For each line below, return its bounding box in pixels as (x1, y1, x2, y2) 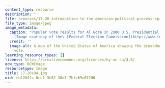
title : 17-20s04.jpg (5, 71, 48, 76)
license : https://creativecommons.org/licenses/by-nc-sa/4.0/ (5, 57, 135, 62)
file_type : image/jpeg (5, 21, 52, 26)
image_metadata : (5, 25, 38, 30)
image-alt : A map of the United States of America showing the (9, 44, 141, 48)
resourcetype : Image (5, 66, 48, 71)
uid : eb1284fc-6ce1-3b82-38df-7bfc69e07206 (5, 75, 96, 80)
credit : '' (9, 39, 32, 44)
